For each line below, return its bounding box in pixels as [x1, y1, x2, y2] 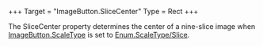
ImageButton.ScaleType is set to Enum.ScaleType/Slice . [8, 31, 190, 39]
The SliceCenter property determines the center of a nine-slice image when [8, 22, 256, 31]
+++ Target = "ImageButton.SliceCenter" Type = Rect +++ [8, 7, 199, 16]
